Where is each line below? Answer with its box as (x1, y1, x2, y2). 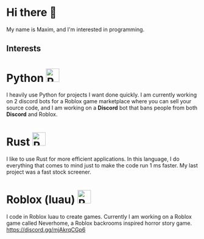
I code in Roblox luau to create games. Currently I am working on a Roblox (6, 213, 192, 221)
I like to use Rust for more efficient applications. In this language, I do (6, 155, 180, 163)
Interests (6, 43, 41, 54)
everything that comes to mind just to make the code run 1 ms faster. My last (6, 162, 198, 169)
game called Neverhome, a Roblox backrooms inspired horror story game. (6, 219, 192, 227)
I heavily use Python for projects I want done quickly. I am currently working (6, 91, 197, 98)
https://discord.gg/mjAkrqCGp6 (6, 226, 86, 233)
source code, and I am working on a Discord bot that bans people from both (6, 104, 198, 112)
